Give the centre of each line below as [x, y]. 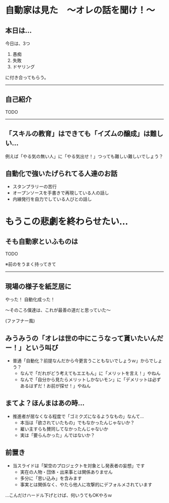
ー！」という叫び [32, 348]
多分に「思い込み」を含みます [51, 478]
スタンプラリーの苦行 [34, 187]
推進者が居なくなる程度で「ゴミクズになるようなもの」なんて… [78, 416]
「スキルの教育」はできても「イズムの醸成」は [78, 134]
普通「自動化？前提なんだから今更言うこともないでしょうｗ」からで [83, 361]
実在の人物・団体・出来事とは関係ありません [66, 472]
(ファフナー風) [20, 321]
